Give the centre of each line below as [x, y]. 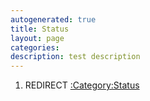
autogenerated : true [53, 19]
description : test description [75, 57]
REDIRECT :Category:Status [82, 85]
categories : [35, 47]
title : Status [40, 29]
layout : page [37, 38]
